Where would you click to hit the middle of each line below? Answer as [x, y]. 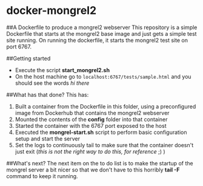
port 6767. [19, 47]
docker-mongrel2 [52, 11]
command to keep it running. [42, 176]
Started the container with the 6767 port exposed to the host [91, 125]
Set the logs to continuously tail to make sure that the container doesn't [104, 145]
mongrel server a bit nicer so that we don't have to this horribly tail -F [93, 170]
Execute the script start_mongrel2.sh [62, 70]
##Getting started [28, 58]
